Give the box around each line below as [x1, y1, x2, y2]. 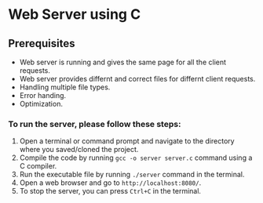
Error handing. [19, 91, 67, 100]
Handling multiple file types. [19, 82, 111, 92]
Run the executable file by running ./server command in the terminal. [19, 170, 245, 179]
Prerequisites [8, 37, 75, 50]
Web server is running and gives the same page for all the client [19, 57, 226, 67]
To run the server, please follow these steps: [8, 118, 181, 129]
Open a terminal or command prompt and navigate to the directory [19, 136, 235, 146]
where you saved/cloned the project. [19, 145, 139, 154]
